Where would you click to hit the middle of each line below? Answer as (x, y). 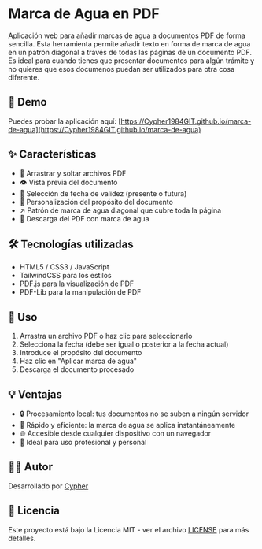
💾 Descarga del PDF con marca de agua (84, 218)
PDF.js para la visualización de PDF (77, 284)
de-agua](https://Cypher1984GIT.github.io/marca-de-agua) (105, 129)
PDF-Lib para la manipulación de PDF (80, 292)
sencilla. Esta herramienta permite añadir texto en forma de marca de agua (129, 43)
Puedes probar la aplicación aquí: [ (65, 121)
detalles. (22, 538)
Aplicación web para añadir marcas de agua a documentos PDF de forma (127, 35)
